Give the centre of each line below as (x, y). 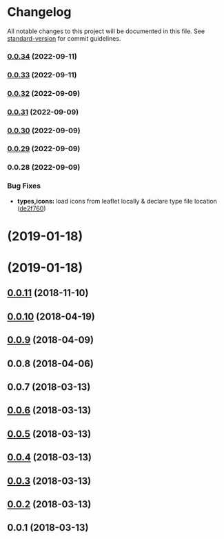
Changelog (39, 12)
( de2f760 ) (31, 208)
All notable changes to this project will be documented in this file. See (106, 31)
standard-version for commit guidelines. (64, 38)
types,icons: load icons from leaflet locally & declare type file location (117, 201)
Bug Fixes (24, 186)
